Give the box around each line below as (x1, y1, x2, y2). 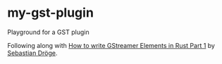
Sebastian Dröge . (7, 49, 58, 57)
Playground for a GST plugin (7, 28, 90, 36)
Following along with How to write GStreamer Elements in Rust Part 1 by (7, 41, 215, 49)
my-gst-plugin (7, 5, 94, 21)
